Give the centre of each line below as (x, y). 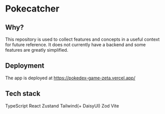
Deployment (25, 66)
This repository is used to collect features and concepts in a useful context (82, 39)
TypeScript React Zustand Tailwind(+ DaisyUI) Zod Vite (62, 105)
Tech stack (23, 94)
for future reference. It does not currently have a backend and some (75, 45)
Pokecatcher (32, 9)
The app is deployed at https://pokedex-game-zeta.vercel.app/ (70, 78)
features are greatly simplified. (37, 50)
